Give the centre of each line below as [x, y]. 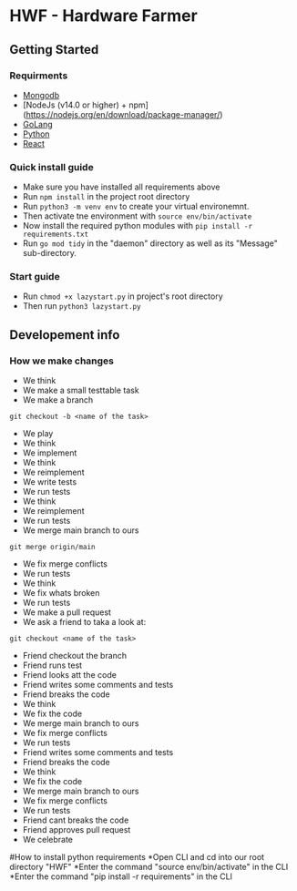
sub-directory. [50, 253]
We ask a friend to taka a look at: [84, 622]
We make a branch [58, 400]
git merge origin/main [52, 548]
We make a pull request [67, 612]
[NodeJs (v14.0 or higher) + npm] [85, 105]
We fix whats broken [61, 593]
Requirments [39, 76]
